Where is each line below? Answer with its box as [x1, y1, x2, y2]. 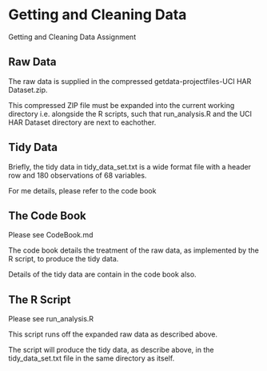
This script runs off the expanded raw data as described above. [8, 329, 218, 339]
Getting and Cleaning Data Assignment [8, 32, 137, 42]
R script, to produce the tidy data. [8, 254, 119, 264]
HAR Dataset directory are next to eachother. [8, 118, 157, 127]
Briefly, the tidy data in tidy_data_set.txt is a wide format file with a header [8, 162, 252, 171]
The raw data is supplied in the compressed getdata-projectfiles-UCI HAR [8, 76, 252, 86]
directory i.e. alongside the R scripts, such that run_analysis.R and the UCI [8, 109, 253, 118]
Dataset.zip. [8, 85, 48, 94]
